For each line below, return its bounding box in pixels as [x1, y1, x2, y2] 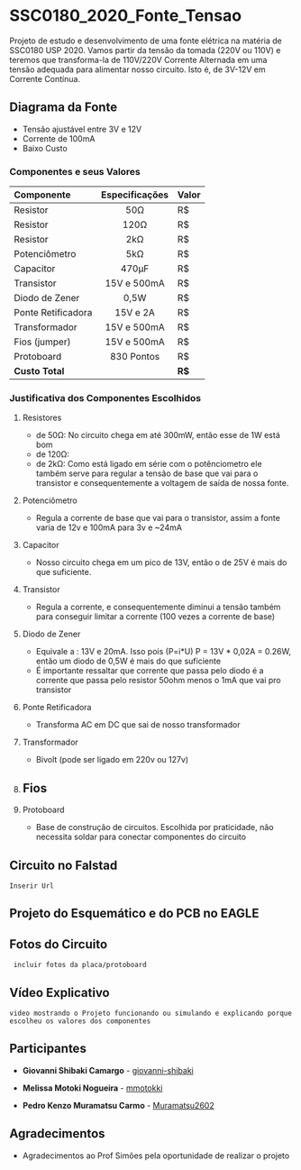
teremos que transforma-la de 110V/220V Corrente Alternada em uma [9, 54, 268, 65]
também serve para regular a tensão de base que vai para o [35, 468, 259, 479]
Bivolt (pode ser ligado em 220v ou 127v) [35, 754, 189, 765]
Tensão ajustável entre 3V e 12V [22, 123, 142, 134]
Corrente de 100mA [22, 133, 96, 144]
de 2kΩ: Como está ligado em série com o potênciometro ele [35, 459, 263, 470]
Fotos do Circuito [9, 937, 108, 952]
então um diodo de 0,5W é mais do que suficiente [35, 655, 222, 667]
